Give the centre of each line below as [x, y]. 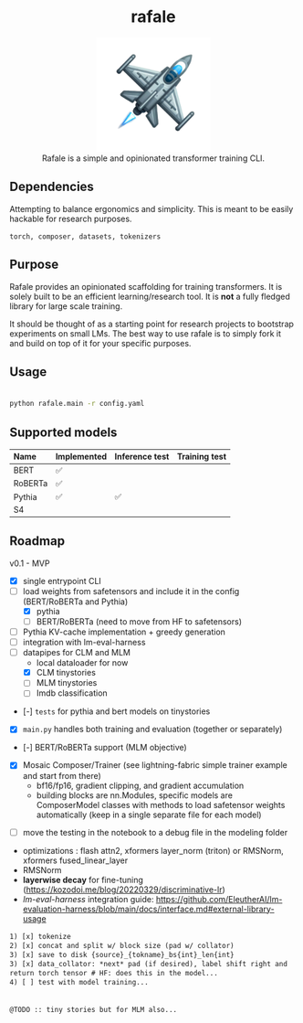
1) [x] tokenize [40, 936]
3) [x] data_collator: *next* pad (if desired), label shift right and [148, 964]
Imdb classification [72, 693]
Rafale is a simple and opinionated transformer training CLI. [153, 158]
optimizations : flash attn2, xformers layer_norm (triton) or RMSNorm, [153, 850]
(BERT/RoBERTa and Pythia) [75, 602]
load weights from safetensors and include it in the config [131, 591]
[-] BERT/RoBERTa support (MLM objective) [104, 748]
